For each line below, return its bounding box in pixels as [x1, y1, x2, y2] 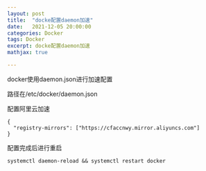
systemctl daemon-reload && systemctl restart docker [7, 157, 166, 164]
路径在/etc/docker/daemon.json [7, 90, 98, 98]
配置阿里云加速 [7, 104, 50, 113]
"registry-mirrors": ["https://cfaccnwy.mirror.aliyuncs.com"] [13, 124, 200, 131]
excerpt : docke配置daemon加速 [7, 42, 90, 49]
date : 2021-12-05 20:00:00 [7, 23, 92, 30]
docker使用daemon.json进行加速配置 [7, 74, 113, 83]
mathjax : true [7, 49, 49, 56]
